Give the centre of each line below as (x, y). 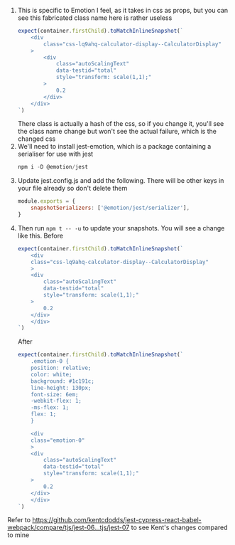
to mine (18, 535)
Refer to (19, 520)
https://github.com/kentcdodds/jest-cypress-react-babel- (116, 520)
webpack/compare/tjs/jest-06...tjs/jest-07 (69, 528)
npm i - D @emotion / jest (53, 167)
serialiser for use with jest (55, 154)
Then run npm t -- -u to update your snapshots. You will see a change (121, 228)
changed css (37, 139)
